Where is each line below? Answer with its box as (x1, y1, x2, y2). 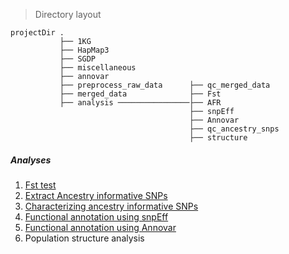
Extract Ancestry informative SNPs (24, 189, 168, 201)
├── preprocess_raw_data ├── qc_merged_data (59, 80, 271, 90)
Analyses (10, 154, 52, 166)
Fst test (24, 179, 57, 191)
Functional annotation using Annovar (24, 221, 177, 233)
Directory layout (34, 9, 102, 20)
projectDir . (10, 28, 65, 38)
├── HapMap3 (59, 45, 110, 55)
